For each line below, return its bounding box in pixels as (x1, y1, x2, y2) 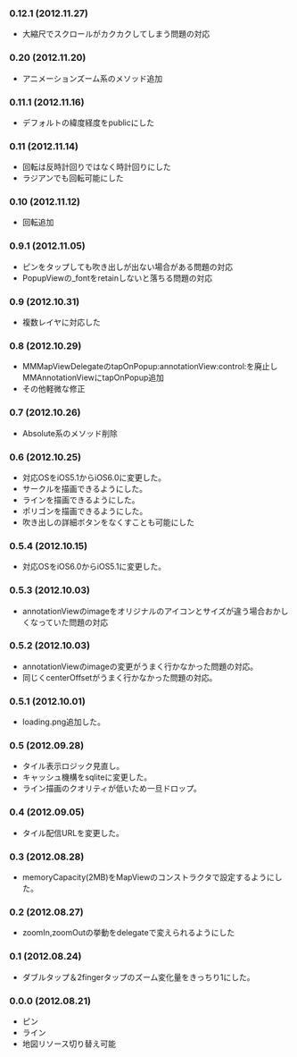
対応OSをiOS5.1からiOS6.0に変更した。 (21, 472, 167, 483)
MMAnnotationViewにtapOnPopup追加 (21, 372, 165, 383)
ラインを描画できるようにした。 (21, 495, 140, 505)
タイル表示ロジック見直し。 (21, 761, 125, 772)
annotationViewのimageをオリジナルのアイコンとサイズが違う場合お (21, 605, 274, 616)
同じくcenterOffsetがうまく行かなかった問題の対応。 (21, 672, 218, 682)
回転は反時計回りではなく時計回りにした (21, 162, 171, 173)
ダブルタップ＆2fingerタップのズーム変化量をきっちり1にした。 (21, 971, 255, 982)
